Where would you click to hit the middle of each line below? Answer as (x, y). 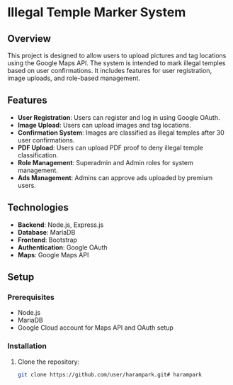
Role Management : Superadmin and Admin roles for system (105, 162)
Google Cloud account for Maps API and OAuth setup (95, 328)
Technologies (38, 207)
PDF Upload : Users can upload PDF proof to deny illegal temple (110, 147)
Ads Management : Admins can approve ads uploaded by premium (115, 177)
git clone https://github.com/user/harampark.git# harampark (110, 374)
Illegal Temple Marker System (97, 12)
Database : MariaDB (46, 232)
